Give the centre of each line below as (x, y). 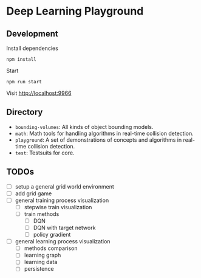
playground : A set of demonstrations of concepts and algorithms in (98, 140)
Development (32, 34)
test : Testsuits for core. (45, 153)
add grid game (33, 193)
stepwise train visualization (58, 207)
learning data (41, 262)
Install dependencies (32, 48)
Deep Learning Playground (75, 11)
